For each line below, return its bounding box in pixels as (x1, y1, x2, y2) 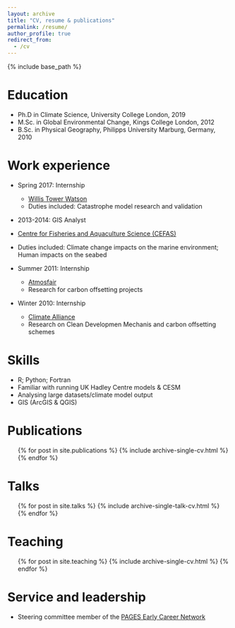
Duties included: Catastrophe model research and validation (28, 202, 203, 210)
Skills (7, 352, 40, 369)
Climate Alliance (28, 312, 76, 321)
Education (7, 87, 68, 103)
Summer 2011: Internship (17, 264, 90, 272)
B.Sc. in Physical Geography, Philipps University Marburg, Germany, (17, 125, 216, 134)
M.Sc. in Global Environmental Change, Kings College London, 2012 (17, 118, 215, 126)
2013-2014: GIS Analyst (17, 216, 86, 224)
